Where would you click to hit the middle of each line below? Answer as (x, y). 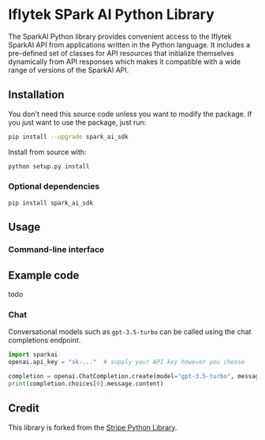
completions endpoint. (45, 340)
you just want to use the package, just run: (77, 122)
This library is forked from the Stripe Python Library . (93, 427)
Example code (44, 275)
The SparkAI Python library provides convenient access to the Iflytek (120, 36)
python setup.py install (49, 166)
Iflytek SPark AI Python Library (111, 15)
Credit (24, 408)
